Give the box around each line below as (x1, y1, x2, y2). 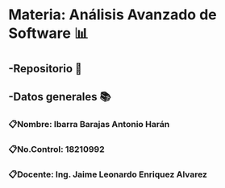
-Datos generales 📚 (8, 90, 111, 104)
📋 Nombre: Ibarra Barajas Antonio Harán (8, 118, 170, 129)
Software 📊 (8, 24, 89, 43)
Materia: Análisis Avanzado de (8, 6, 217, 24)
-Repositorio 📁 (8, 62, 82, 76)
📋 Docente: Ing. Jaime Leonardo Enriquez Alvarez (8, 169, 208, 180)
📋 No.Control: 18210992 (8, 143, 105, 154)
